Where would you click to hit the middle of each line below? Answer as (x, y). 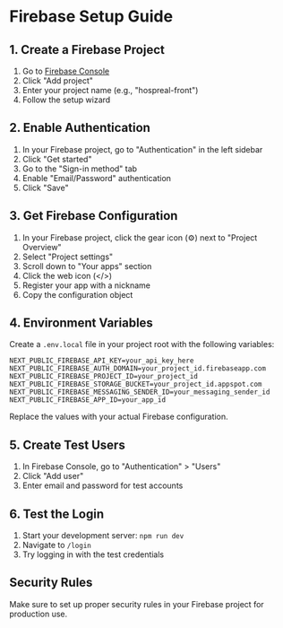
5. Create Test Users (67, 445)
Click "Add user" (53, 476)
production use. (39, 614)
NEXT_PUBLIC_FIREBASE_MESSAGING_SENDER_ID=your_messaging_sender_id (140, 392)
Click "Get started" (57, 159)
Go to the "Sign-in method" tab (79, 169)
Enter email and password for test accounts (103, 485)
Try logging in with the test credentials (93, 554)
